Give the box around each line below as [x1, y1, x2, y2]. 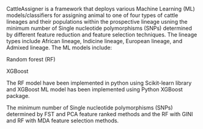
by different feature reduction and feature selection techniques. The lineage [6, 31, 197, 38]
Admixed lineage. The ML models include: [6, 44, 112, 51]
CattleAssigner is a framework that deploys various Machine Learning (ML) [6, 5, 196, 12]
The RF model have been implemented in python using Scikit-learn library [6, 79, 192, 86]
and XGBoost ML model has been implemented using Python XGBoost [6, 86, 183, 93]
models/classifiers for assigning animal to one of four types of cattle [6, 12, 179, 19]
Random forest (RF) [6, 56, 56, 63]
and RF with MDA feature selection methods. [6, 117, 119, 124]
